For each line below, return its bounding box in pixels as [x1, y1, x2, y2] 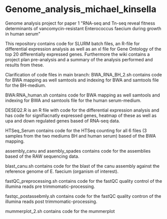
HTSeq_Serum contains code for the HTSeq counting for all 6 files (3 [5, 127, 147, 134]
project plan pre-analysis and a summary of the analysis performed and [5, 56, 153, 62]
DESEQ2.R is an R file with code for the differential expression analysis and [5, 107, 159, 113]
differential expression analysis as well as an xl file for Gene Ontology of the [5, 46, 161, 52]
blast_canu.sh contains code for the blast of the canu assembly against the [5, 163, 160, 169]
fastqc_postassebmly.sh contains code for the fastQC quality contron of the [5, 193, 161, 199]
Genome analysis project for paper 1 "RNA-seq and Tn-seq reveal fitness [5, 20, 155, 26]
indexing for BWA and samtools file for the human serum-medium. [5, 97, 141, 103]
